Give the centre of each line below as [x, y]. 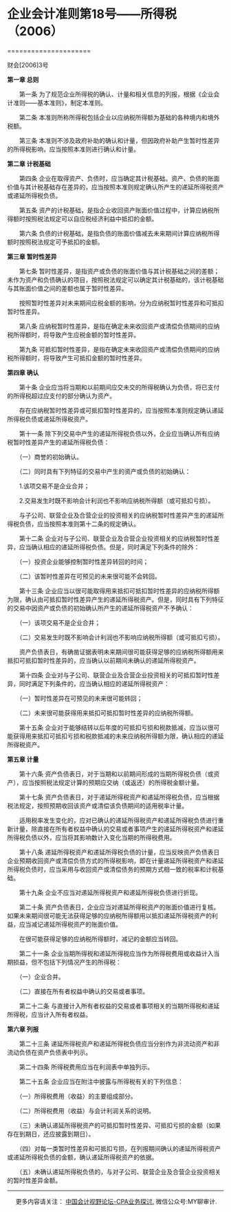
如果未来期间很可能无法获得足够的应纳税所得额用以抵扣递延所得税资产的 [109, 916]
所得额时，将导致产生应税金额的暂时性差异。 [76, 335]
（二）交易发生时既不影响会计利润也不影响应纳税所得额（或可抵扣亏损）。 [121, 637]
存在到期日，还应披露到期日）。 [51, 1134]
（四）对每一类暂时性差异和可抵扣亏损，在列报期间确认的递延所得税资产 [120, 1148]
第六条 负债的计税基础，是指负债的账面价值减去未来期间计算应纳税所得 [119, 233]
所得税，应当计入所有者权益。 [49, 1014]
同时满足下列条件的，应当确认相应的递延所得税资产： [94, 683]
